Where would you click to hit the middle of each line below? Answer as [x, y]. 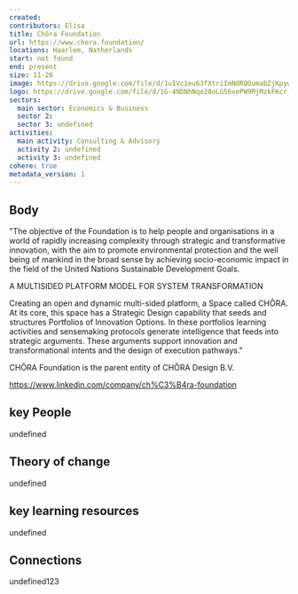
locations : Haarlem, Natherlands [71, 51]
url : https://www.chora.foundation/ [77, 42]
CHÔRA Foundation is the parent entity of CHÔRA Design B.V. [122, 368]
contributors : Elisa [47, 26]
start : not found [41, 59]
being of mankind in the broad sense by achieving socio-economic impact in [149, 260]
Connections [46, 560]
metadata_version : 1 [47, 174]
